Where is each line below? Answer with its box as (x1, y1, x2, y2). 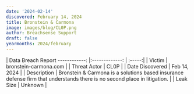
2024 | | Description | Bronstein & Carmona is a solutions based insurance (6, 69, 184, 76)
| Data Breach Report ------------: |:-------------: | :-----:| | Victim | (6, 56, 168, 64)
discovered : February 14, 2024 (6, 14, 82, 20)
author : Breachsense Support (6, 30, 77, 36)
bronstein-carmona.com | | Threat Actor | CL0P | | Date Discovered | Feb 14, (6, 63, 189, 70)
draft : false (6, 35, 38, 41)
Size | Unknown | (6, 81, 47, 88)
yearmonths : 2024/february (6, 41, 72, 47)
